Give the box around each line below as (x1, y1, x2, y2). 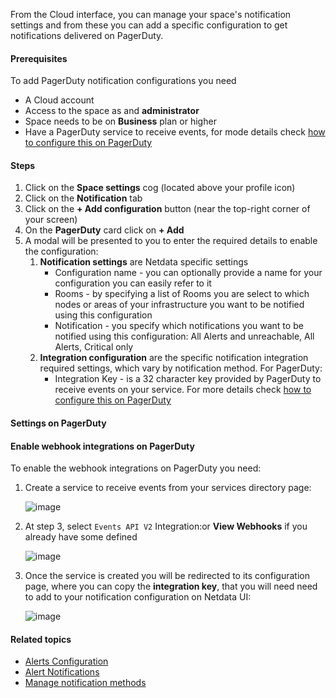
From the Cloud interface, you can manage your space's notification (10, 9, 292, 20)
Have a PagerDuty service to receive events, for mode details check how (24, 126, 326, 138)
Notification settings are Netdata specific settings (39, 256, 249, 268)
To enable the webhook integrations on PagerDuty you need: (10, 462, 262, 474)
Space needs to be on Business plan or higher (24, 115, 217, 128)
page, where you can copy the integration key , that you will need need (24, 580, 318, 593)
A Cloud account (24, 94, 95, 106)
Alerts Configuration (24, 655, 109, 668)
